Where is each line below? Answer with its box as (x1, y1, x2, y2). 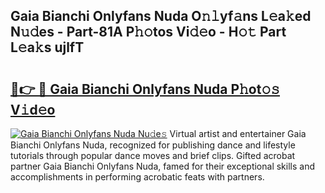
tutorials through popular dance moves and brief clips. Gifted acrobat (10, 150, 296, 161)
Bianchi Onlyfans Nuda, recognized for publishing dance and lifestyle (10, 139, 296, 151)
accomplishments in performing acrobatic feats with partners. (10, 171, 265, 183)
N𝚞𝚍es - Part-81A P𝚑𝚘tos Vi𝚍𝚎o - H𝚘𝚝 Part (10, 24, 287, 41)
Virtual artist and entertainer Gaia (169, 128, 307, 139)
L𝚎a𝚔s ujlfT (10, 39, 85, 56)
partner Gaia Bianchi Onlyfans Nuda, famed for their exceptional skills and (10, 160, 315, 172)
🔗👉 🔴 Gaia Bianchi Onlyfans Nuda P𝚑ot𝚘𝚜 (10, 80, 281, 98)
